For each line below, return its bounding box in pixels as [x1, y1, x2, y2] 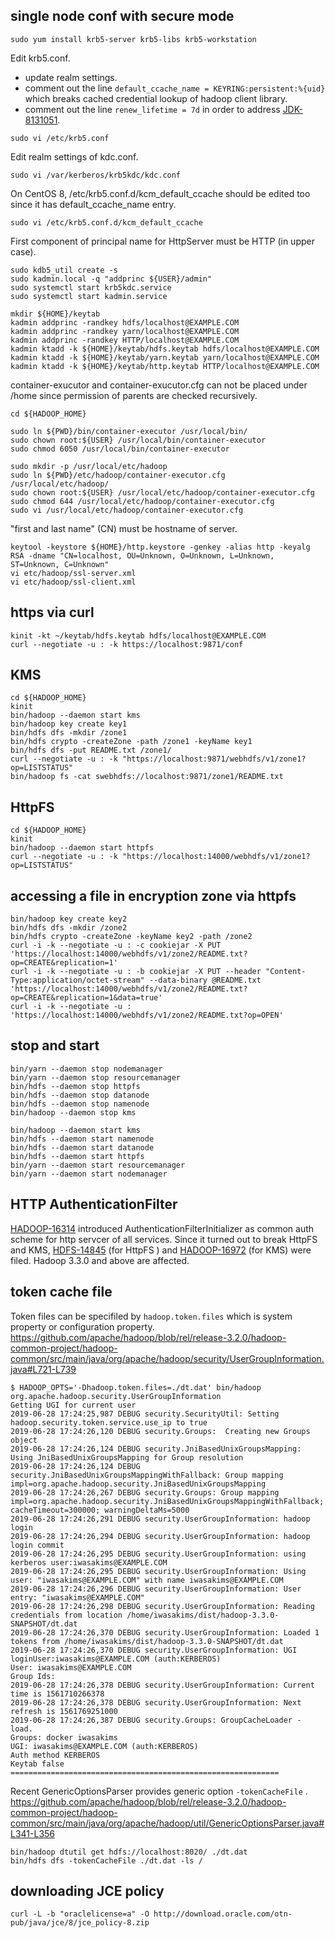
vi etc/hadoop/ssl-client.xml [10, 577, 137, 587]
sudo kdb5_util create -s [10, 265, 118, 275]
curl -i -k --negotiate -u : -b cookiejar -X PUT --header [10, 967, 262, 977]
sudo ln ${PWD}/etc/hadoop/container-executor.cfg [10, 470, 226, 480]
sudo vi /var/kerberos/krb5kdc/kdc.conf [10, 170, 182, 180]
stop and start [10, 1037, 100, 1054]
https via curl [10, 604, 95, 621]
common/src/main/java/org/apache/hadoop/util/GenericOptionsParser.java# [10, 1817, 325, 1829]
